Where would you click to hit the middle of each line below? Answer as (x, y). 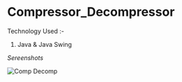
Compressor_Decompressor (91, 12)
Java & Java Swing (44, 44)
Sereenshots (25, 58)
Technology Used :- (36, 31)
